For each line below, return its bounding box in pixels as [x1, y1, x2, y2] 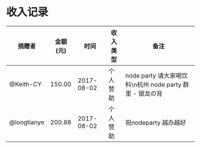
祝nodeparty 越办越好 [125, 118, 187, 127]
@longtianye [9, 118, 45, 126]
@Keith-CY [9, 80, 42, 88]
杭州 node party [136, 80, 182, 88]
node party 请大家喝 [125, 71, 182, 79]
